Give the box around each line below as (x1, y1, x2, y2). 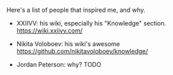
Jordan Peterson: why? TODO (16, 61, 101, 68)
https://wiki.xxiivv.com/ (16, 27, 83, 34)
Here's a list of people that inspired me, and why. (6, 6, 146, 14)
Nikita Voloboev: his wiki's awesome (16, 40, 120, 47)
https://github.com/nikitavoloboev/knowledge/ (16, 47, 149, 55)
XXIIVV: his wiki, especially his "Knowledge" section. (16, 19, 167, 27)
